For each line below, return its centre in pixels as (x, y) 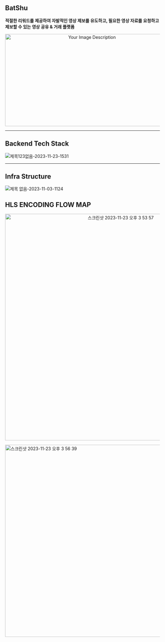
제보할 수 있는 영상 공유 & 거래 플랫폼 (40, 27)
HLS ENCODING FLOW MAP (48, 204)
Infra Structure (28, 177)
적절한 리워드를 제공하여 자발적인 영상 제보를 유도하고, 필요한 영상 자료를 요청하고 (82, 20)
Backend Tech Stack (37, 144)
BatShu (16, 8)
